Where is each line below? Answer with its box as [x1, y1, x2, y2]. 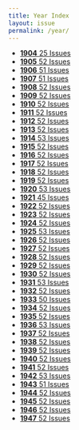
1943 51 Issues [19, 380, 69, 389]
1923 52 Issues [19, 209, 70, 220]
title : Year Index [8, 11, 69, 20]
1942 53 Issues [19, 371, 71, 380]
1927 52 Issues [19, 244, 70, 253]
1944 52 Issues [19, 388, 71, 398]
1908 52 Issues [19, 82, 71, 92]
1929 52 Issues [19, 261, 70, 270]
